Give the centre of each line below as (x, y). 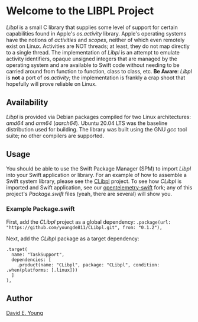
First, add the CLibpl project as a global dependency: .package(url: (89, 222)
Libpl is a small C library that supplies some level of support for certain (92, 27)
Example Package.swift (40, 209)
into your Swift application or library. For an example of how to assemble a (97, 175)
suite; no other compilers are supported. (55, 136)
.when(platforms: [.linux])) (42, 270)
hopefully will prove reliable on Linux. (51, 83)
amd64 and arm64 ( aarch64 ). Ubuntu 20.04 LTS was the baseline (87, 123)
